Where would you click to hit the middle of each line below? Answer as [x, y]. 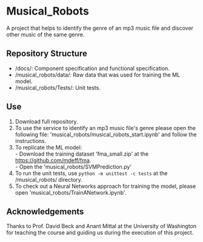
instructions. [31, 140]
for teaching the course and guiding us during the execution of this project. [100, 233]
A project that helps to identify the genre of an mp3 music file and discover [100, 28]
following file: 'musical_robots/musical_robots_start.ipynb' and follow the [106, 134]
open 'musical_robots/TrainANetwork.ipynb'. [71, 192]
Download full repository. [46, 121]
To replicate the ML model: [48, 147]
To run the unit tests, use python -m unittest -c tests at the [91, 173]
